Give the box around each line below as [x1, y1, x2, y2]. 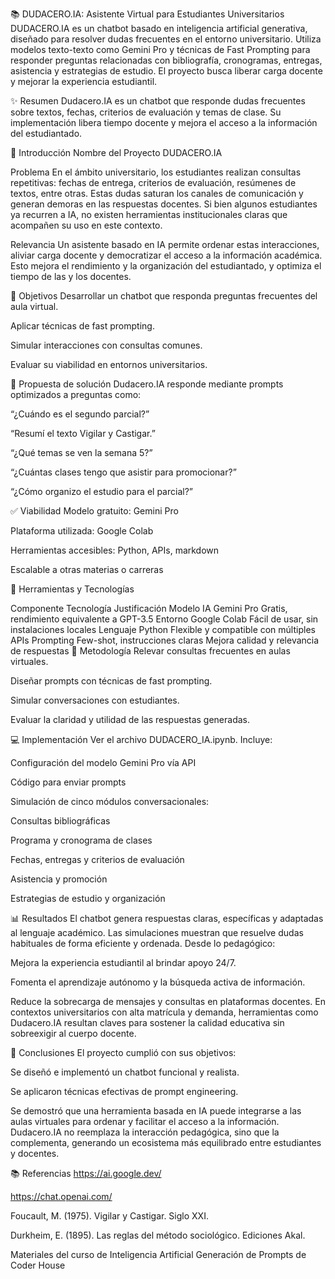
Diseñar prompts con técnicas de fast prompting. [10, 675, 213, 687]
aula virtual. [10, 301, 59, 312]
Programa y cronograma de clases [10, 834, 153, 846]
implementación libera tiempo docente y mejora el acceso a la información [10, 117, 318, 128]
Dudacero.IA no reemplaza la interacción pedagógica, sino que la [10, 1126, 280, 1138]
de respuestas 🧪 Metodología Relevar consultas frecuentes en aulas [10, 645, 291, 657]
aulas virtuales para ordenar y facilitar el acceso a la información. [10, 1116, 280, 1127]
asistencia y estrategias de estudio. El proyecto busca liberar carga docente [10, 65, 323, 77]
